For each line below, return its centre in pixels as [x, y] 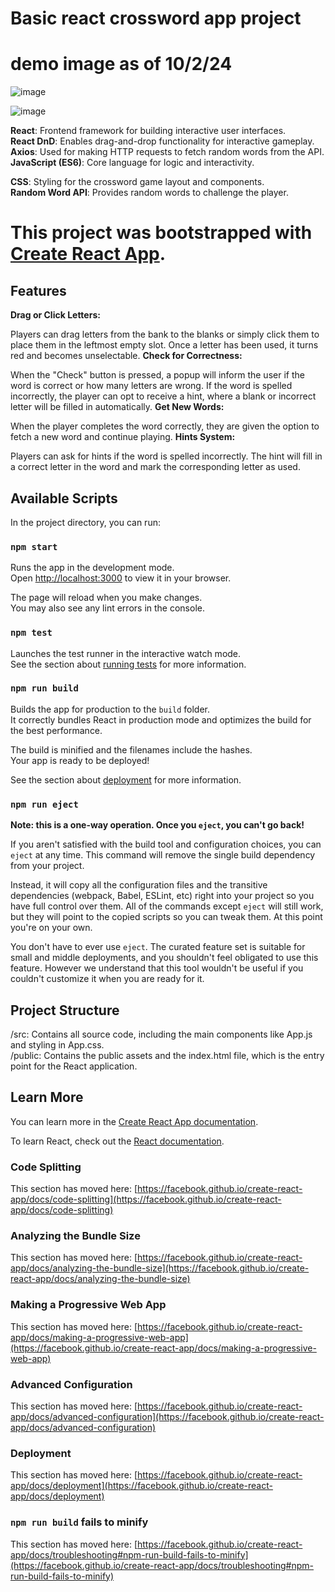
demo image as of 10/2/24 [121, 64]
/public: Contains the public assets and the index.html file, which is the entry [167, 1055]
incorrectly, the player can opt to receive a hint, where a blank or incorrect [163, 396]
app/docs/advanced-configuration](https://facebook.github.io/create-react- [167, 1416]
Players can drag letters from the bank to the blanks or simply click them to [165, 334]
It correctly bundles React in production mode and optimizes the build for [161, 719]
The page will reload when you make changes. [106, 598]
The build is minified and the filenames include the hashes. [131, 749]
